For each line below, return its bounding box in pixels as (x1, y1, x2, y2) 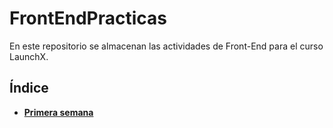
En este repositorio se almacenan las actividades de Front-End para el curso (9, 40, 324, 52)
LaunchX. (9, 50, 49, 62)
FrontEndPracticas (9, 7, 168, 30)
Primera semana (23, 106, 94, 118)
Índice (9, 80, 49, 97)
